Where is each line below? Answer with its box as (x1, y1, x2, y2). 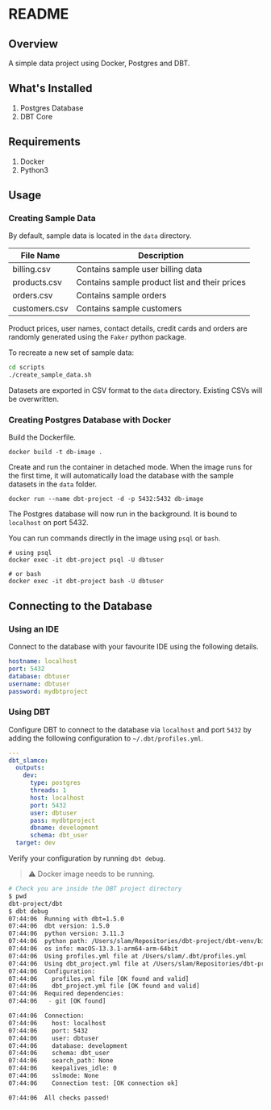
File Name (20, 250, 60, 261)
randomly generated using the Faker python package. (8, 332, 187, 342)
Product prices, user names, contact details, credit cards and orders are (8, 323, 248, 333)
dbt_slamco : (8, 756, 48, 765)
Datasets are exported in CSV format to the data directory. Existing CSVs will (8, 386, 263, 395)
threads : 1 (29, 787, 67, 795)
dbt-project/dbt (8, 899, 63, 908)
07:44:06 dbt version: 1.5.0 (8, 922, 110, 930)
